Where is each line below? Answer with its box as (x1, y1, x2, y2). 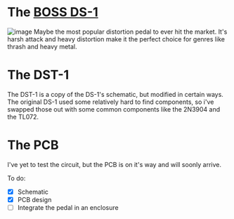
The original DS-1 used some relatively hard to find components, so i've (7, 98, 214, 106)
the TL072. (7, 112, 39, 121)
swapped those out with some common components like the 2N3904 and (7, 105, 221, 113)
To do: (7, 173, 26, 182)
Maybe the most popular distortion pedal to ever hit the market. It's (34, 27, 228, 36)
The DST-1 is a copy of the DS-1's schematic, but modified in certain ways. (7, 90, 223, 98)
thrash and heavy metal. (7, 42, 77, 51)
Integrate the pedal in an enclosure (17, 203, 119, 211)
